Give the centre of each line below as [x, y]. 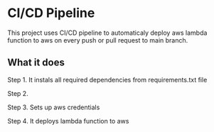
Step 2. [18, 93]
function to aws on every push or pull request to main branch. [98, 40]
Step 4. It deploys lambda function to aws [68, 121]
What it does [36, 63]
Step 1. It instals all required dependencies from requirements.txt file [107, 79]
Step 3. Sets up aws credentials [54, 107]
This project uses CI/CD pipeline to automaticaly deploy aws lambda [107, 33]
